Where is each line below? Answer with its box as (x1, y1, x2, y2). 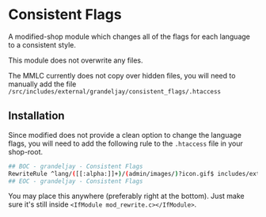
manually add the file (8, 79, 77, 89)
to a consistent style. (8, 40, 77, 49)
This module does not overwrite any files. (8, 55, 144, 65)
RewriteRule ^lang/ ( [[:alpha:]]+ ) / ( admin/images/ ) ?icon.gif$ (8, 169, 215, 177)
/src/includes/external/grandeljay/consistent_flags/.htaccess (8, 87, 222, 96)
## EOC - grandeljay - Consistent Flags (8, 177, 144, 185)
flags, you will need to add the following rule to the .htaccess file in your (8, 139, 244, 148)
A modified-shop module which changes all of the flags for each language (8, 32, 251, 41)
